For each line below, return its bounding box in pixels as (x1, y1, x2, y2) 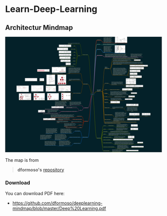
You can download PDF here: (5, 190, 65, 196)
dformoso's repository (17, 167, 65, 173)
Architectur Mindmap (5, 23, 73, 32)
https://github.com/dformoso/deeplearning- (12, 200, 103, 206)
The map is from (5, 157, 39, 163)
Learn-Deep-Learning (5, 3, 98, 15)
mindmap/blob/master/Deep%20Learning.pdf (12, 205, 106, 211)
